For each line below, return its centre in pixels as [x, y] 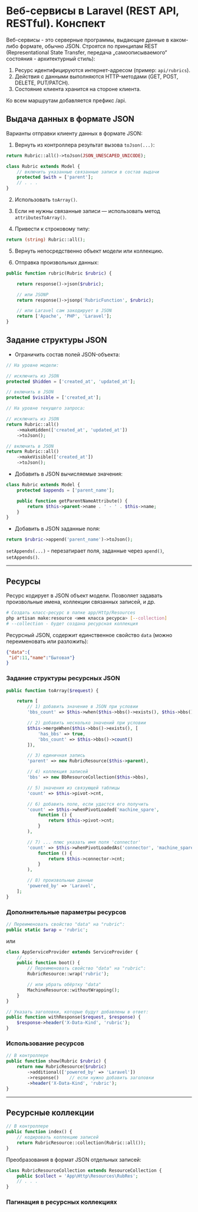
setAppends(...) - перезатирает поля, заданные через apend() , [85, 551]
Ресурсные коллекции [50, 1112]
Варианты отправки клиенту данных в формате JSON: [74, 133]
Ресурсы [24, 581]
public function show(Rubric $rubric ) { [57, 1061]
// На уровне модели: [33, 365]
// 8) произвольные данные [60, 880]
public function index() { [39, 1132]
